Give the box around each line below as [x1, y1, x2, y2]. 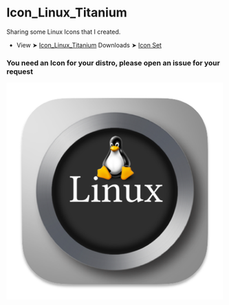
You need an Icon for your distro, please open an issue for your [6, 58, 221, 67]
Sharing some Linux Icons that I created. [6, 28, 121, 36]
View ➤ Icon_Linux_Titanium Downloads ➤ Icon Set [16, 41, 162, 49]
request [6, 67, 34, 76]
